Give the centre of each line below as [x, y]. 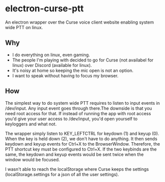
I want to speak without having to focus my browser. [65, 76]
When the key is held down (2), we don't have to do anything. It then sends [81, 139]
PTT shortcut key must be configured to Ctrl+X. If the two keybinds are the [81, 149]
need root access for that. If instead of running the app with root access [78, 113]
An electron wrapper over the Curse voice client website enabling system [80, 22]
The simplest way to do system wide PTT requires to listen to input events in [82, 103]
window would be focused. [33, 159]
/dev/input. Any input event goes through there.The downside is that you [79, 108]
